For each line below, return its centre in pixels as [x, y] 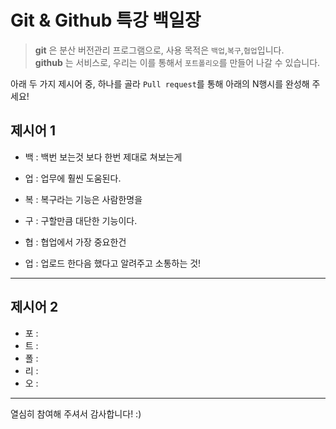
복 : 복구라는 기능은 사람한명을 [83, 199]
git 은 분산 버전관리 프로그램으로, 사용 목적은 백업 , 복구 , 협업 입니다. [159, 50]
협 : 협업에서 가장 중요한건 [75, 242]
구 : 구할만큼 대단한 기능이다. [81, 220]
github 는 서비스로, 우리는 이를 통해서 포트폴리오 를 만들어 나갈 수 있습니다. [177, 62]
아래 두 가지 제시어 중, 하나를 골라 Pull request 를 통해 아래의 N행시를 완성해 [160, 83]
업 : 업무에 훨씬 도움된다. [73, 178]
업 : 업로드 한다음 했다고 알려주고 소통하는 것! [113, 263]
